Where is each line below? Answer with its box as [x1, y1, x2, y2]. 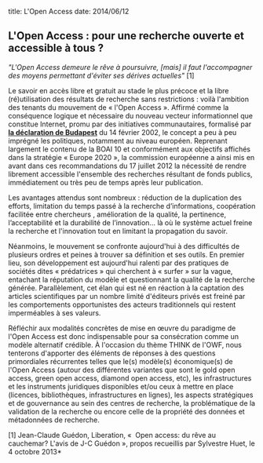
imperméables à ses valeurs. [8, 308, 101, 317]
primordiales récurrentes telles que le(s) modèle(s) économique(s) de [8, 356, 233, 366]
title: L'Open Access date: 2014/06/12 [8, 7, 130, 16]
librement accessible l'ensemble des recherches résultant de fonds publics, [8, 169, 253, 179]
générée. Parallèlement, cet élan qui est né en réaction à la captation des [8, 283, 245, 293]
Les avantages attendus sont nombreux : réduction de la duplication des [8, 192, 242, 202]
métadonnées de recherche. [8, 415, 100, 425]
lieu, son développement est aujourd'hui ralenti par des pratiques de [8, 258, 229, 268]
